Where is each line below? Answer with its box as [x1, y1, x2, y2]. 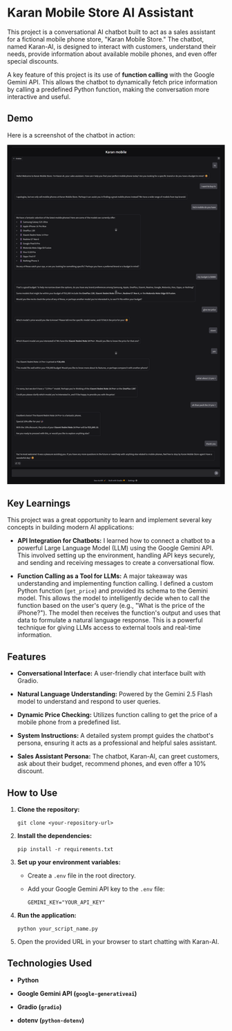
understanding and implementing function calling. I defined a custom [17, 579, 213, 588]
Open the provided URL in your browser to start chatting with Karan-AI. [17, 937, 220, 945]
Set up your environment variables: [17, 857, 121, 866]
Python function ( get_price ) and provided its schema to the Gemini [17, 586, 209, 595]
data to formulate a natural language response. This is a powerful [17, 616, 203, 624]
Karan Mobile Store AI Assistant [7, 5, 194, 21]
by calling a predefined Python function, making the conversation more [7, 85, 209, 93]
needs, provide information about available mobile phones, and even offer [7, 50, 217, 58]
